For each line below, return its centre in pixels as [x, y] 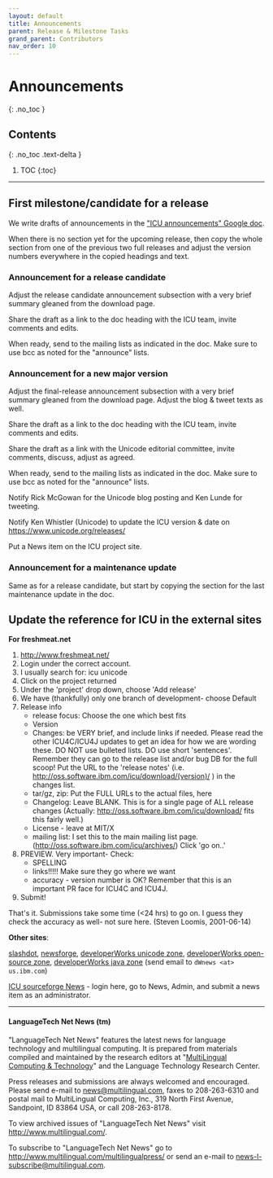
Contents [32, 135]
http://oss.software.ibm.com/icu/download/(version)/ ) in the [134, 776]
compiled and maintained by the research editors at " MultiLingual [118, 1057]
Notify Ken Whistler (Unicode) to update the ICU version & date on [119, 522]
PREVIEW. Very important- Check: [77, 854]
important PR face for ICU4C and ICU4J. [100, 889]
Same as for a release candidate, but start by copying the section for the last [136, 585]
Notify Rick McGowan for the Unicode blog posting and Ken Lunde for [126, 498]
